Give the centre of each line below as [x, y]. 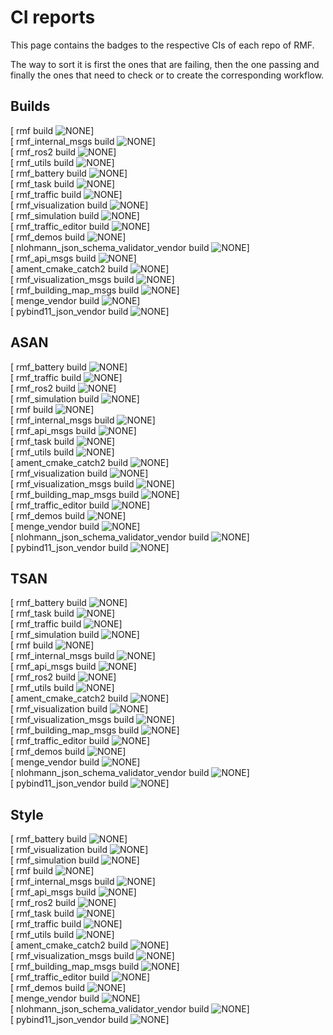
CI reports [53, 17]
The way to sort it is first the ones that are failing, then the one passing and [165, 64]
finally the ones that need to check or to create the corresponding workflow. [167, 75]
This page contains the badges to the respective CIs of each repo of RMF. [162, 45]
